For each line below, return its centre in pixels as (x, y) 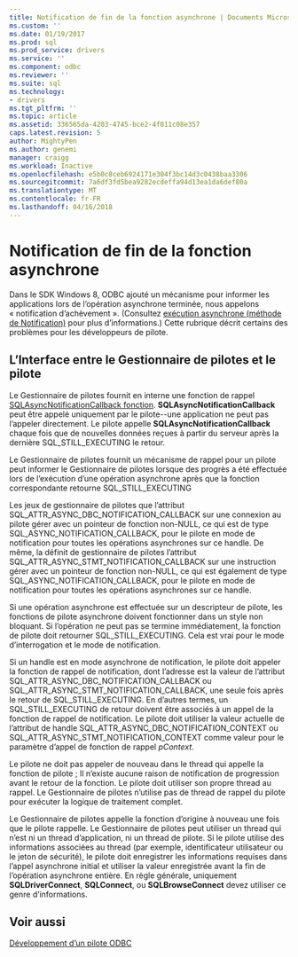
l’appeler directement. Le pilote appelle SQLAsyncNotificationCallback (140, 423)
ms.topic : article (43, 116)
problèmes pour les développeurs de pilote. (89, 332)
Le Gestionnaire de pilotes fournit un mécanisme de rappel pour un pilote (143, 459)
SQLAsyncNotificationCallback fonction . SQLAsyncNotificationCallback (142, 404)
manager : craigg (39, 157)
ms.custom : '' (35, 26)
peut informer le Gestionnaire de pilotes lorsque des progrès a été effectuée (148, 469)
